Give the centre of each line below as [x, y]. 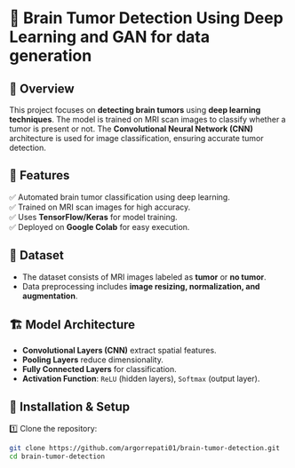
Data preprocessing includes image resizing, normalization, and [141, 286]
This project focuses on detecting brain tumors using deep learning [135, 110]
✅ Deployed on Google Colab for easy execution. [100, 226]
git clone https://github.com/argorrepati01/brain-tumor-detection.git [144, 448]
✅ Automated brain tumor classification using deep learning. [120, 197]
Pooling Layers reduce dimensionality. [93, 360]
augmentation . [50, 296]
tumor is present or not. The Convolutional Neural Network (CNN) [131, 129]
